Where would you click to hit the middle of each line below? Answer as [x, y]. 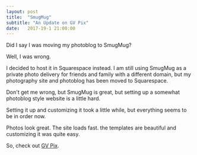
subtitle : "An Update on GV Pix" [47, 23]
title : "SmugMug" [29, 17]
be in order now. [26, 116]
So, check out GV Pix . [33, 145]
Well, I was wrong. [29, 56]
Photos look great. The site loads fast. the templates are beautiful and [91, 128]
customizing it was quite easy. [43, 134]
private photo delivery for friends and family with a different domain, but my [99, 74]
